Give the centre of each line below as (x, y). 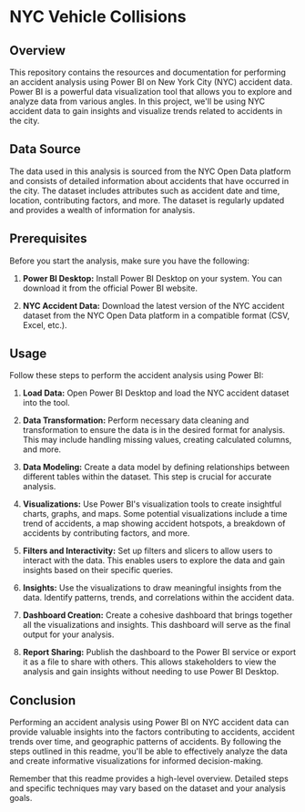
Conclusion (43, 700)
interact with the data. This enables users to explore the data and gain (153, 560)
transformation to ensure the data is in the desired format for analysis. (154, 430)
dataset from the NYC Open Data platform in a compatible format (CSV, (156, 315)
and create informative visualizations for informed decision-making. (137, 761)
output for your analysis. (68, 634)
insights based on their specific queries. (98, 570)
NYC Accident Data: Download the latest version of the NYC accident (153, 305)
